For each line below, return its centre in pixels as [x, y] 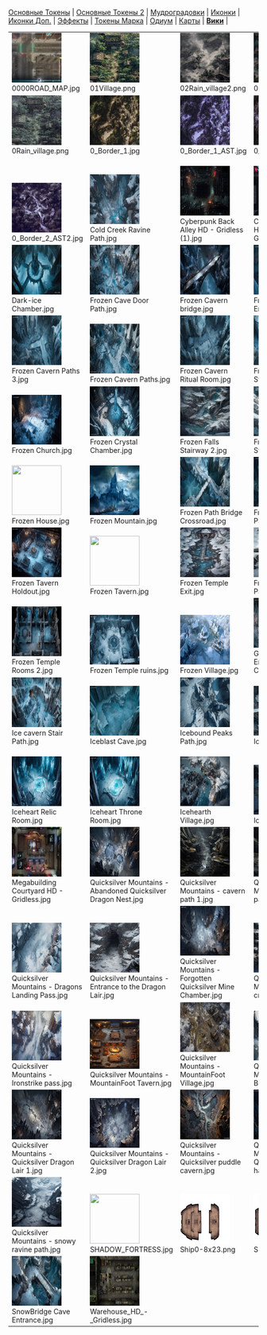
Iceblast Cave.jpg [118, 741]
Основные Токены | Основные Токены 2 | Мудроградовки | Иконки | [124, 12]
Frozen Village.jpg [209, 671]
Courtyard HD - [37, 891]
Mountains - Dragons [47, 987]
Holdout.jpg [31, 591]
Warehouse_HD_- [119, 1312]
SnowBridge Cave [41, 1312]
